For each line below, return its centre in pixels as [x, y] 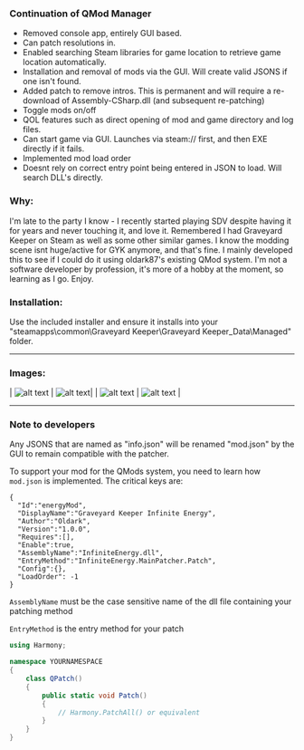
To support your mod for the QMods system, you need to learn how [135, 471]
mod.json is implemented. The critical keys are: [96, 481]
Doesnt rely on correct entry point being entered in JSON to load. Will [152, 168]
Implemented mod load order [76, 159]
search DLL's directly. [63, 178]
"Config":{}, [42, 569]
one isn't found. [52, 82]
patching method [41, 611]
